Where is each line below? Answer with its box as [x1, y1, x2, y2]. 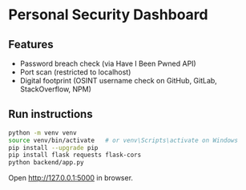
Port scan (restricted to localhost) [19, 67, 131, 77]
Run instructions [8, 107, 94, 121]
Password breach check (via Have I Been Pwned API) [19, 59, 196, 68]
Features [8, 38, 54, 51]
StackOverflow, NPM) [19, 84, 92, 94]
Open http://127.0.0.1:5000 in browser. [8, 173, 134, 183]
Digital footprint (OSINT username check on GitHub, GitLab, [19, 76, 218, 85]
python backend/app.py [8, 159, 84, 167]
